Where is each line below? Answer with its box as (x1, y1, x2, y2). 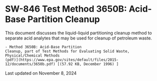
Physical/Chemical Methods (5, 53, 60, 58)
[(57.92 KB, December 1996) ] (57, 61, 119, 66)
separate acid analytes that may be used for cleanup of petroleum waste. (5, 35, 152, 41)
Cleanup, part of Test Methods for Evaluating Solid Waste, (5, 49, 130, 54)
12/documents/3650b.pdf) (5, 61, 56, 66)
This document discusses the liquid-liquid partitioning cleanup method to (5, 30, 152, 36)
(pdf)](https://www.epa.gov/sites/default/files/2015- (5, 57, 119, 62)
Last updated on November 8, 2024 (5, 70, 77, 76)
